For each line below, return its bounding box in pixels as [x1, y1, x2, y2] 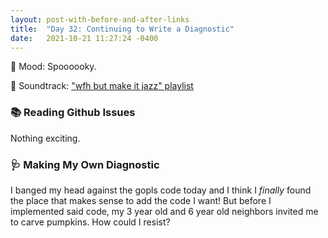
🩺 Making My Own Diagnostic [10, 157, 160, 171]
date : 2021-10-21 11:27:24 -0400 [10, 33, 159, 43]
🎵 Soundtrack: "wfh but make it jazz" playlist [10, 80, 194, 92]
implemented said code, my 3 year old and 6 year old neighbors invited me [10, 205, 319, 217]
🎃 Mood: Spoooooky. [10, 61, 97, 73]
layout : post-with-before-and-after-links [10, 14, 190, 25]
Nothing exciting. [10, 132, 81, 144]
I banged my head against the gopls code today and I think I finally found [10, 184, 312, 196]
